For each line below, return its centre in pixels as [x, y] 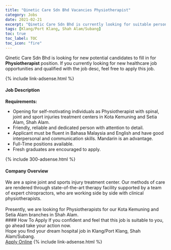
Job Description [23, 90]
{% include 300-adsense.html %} [40, 159]
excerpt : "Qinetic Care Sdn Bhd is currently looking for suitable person [86, 24]
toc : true [16, 34]
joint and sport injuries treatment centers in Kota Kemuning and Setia [85, 117]
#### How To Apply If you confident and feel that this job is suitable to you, [84, 220]
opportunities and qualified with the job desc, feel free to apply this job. [80, 68]
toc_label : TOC [21, 39]
